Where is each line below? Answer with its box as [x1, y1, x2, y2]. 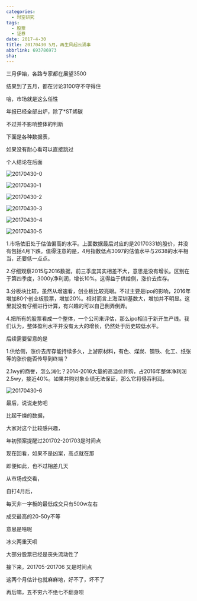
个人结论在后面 [6, 158, 43, 165]
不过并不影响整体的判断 [6, 120, 63, 128]
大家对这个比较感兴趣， [6, 424, 63, 431]
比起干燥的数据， [6, 412, 48, 419]
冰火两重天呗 [6, 538, 37, 545]
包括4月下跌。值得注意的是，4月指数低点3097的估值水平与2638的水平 [11, 247, 183, 254]
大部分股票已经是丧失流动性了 [6, 551, 79, 558]
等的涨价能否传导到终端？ [6, 355, 69, 362]
